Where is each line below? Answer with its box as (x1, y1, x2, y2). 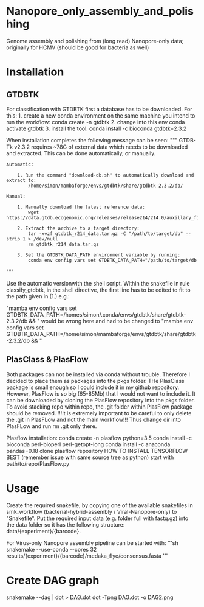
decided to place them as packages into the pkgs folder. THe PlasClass (6, 377, 185, 384)
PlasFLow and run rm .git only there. (6, 422, 97, 430)
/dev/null (33, 236, 59, 242)
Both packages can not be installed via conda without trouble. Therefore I (6, 370, 190, 378)
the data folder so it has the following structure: (6, 521, 125, 528)
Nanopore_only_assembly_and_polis (6, 4, 194, 18)
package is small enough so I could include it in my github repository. (6, 384, 180, 391)
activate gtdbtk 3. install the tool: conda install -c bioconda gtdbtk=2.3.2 (6, 125, 187, 132)
